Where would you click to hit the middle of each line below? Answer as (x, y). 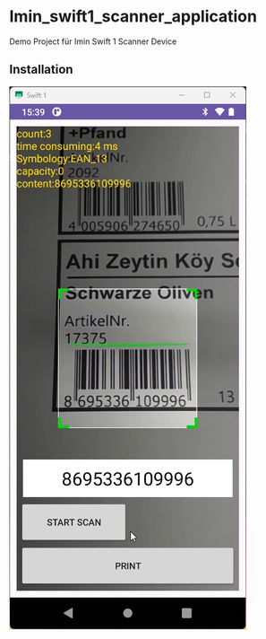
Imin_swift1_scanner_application (133, 17)
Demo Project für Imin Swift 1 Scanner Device (93, 41)
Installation (41, 70)
